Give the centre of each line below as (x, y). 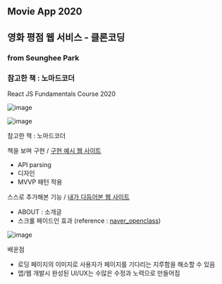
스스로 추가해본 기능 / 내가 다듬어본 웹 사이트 (69, 197)
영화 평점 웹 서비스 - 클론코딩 (66, 37)
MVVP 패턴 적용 (40, 182)
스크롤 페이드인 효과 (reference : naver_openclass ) (89, 221)
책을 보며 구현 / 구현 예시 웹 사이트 (54, 150)
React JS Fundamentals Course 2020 (62, 94)
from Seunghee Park (43, 58)
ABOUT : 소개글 (39, 212)
